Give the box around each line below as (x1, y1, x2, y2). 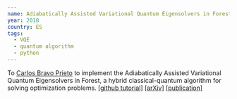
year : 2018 (7, 17, 39, 24)
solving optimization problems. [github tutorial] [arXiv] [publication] (7, 84, 203, 92)
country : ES (7, 23, 42, 30)
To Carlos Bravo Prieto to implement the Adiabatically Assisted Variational (7, 68, 221, 77)
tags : (7, 29, 23, 37)
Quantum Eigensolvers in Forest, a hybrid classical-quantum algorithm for (7, 76, 221, 84)
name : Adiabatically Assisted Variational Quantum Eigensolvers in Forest (7, 10, 232, 18)
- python (13, 50, 39, 57)
